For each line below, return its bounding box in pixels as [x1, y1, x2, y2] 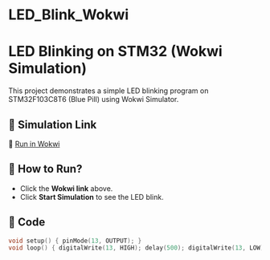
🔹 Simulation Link [8, 118, 97, 132]
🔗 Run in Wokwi [8, 139, 60, 148]
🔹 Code [8, 215, 46, 230]
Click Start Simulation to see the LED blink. [19, 192, 164, 201]
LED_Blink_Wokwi [8, 6, 129, 24]
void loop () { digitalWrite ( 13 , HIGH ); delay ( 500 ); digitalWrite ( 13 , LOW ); [8, 244, 268, 252]
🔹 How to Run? [8, 162, 83, 176]
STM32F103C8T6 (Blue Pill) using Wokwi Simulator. [8, 95, 179, 104]
